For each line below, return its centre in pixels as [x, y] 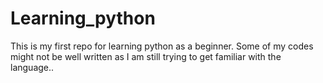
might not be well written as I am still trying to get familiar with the [146, 56]
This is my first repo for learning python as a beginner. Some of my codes [162, 46]
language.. [32, 67]
